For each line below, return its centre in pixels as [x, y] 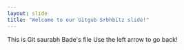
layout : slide [28, 13]
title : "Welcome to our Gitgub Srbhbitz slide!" [78, 20]
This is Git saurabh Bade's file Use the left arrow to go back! [92, 39]
